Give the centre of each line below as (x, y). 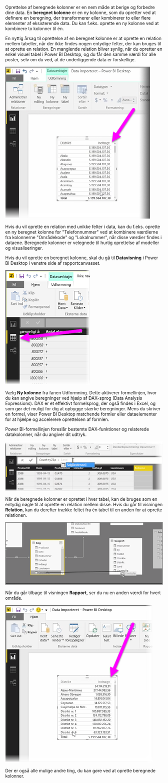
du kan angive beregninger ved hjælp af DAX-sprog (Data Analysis (74, 398)
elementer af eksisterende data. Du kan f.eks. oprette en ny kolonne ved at (82, 23)
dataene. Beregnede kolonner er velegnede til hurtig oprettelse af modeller (82, 243)
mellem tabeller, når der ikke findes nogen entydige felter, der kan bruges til (83, 44)
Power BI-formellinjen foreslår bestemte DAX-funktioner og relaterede (77, 429)
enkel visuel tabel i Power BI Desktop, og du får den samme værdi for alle (81, 54)
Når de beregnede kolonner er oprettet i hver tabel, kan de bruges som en (81, 499)
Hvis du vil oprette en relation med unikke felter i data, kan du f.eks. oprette (83, 227)
